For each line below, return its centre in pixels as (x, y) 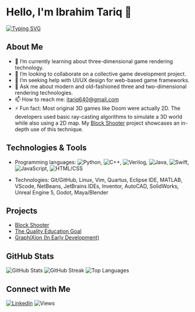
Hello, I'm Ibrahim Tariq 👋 (69, 12)
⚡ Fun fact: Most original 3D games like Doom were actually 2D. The (97, 108)
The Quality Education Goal (48, 231)
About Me (25, 47)
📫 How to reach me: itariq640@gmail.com (67, 99)
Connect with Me (38, 289)
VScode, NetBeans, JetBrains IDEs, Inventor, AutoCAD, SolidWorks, (97, 186)
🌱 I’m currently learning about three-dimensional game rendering (94, 61)
